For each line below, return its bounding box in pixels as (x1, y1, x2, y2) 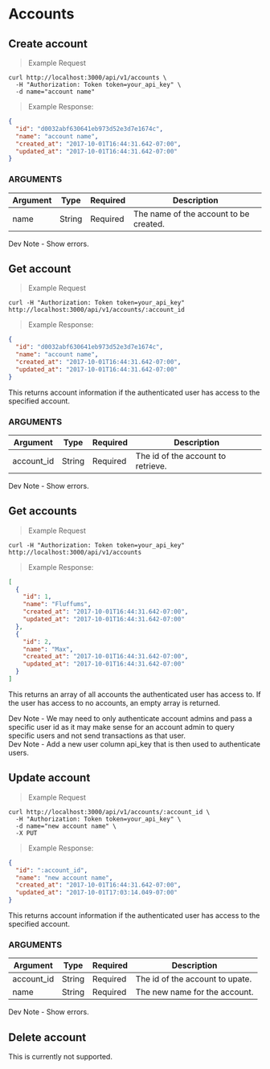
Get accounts (8, 504, 78, 518)
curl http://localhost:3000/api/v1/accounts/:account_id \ (8, 808, 211, 816)
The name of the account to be (133, 208, 250, 219)
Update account (8, 771, 91, 784)
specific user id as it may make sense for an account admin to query (8, 722, 235, 731)
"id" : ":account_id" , (15, 866, 88, 874)
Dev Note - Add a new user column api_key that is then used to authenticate (8, 739, 261, 748)
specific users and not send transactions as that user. (8, 731, 186, 740)
